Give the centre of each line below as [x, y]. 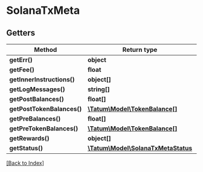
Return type [140, 50]
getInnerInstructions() [42, 79]
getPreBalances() [35, 119]
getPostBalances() [37, 99]
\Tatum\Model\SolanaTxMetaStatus [140, 148]
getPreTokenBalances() [44, 129]
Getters [21, 33]
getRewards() [29, 138]
